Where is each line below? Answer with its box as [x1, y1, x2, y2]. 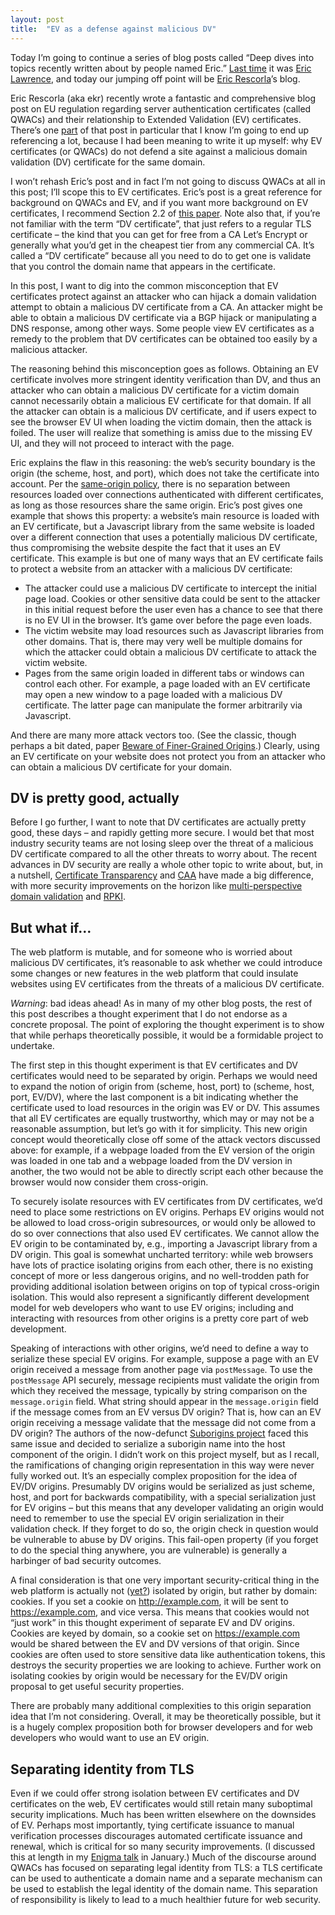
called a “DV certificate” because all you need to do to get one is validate [10, 249, 312, 261]
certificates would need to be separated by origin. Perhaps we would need [10, 1070, 318, 1082]
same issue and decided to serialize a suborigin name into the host [10, 1438, 286, 1450]
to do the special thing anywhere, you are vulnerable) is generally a [10, 1544, 288, 1556]
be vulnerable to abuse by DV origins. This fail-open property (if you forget [10, 1534, 319, 1546]
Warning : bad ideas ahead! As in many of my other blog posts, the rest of [10, 997, 313, 1010]
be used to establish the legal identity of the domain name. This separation [10, 1882, 318, 1895]
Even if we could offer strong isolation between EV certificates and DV [10, 1787, 300, 1799]
